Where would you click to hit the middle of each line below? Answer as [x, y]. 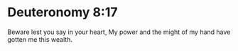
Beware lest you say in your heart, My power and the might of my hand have [119, 32]
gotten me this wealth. [40, 39]
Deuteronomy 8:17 [63, 12]
